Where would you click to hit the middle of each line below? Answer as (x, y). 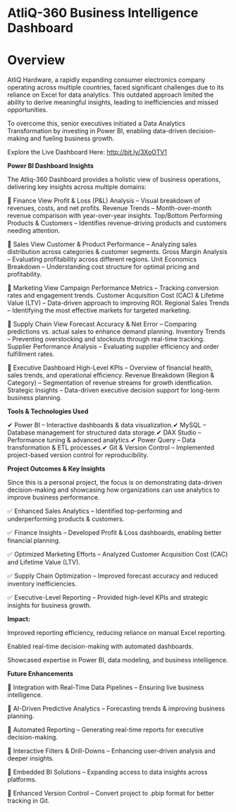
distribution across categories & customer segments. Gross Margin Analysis (117, 252)
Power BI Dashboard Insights (50, 166)
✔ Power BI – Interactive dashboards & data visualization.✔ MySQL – (107, 425)
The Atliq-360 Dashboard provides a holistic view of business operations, (114, 180)
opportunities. (27, 110)
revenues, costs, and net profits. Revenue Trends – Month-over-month (110, 208)
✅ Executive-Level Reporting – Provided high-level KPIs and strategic (108, 598)
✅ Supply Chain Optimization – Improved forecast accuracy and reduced (113, 576)
